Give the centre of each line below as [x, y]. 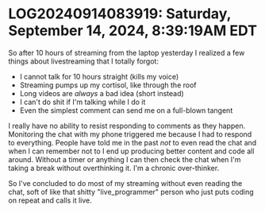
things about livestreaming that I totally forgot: [83, 61]
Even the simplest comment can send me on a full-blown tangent [126, 110]
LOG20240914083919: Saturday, [120, 14]
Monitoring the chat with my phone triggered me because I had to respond [130, 134]
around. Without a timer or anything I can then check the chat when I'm [125, 159]
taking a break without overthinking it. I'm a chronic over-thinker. [114, 168]
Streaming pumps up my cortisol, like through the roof [108, 85]
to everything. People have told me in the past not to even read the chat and [132, 142]
